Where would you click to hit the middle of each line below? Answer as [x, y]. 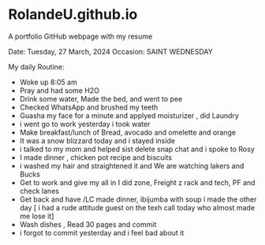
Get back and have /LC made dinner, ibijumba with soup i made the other [138, 199]
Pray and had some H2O [60, 90]
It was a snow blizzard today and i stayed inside [97, 140]
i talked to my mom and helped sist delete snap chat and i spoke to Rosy [137, 149]
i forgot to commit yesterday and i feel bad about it [102, 232]
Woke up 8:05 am [48, 82]
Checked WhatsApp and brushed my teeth [89, 107]
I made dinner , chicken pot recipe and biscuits [95, 157]
